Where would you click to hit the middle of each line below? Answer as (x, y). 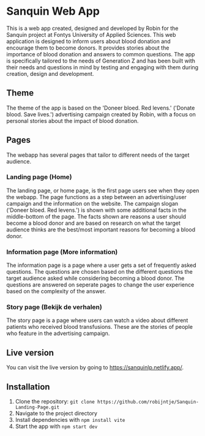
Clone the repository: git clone (55, 402)
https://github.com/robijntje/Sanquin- (148, 402)
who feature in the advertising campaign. (58, 333)
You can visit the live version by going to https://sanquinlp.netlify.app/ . (95, 367)
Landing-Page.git (37, 408)
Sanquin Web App (53, 11)
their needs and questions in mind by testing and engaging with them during (102, 67)
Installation (28, 387)
